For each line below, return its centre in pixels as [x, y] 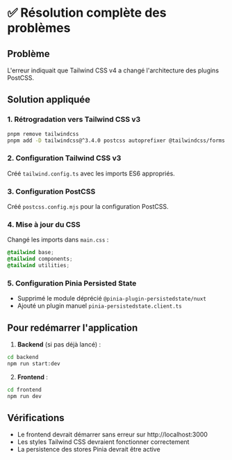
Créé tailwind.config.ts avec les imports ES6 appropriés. [91, 173]
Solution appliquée [49, 100]
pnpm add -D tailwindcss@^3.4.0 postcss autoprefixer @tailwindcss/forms [116, 141]
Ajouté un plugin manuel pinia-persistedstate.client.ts [99, 306]
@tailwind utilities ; [39, 266]
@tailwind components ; [40, 259]
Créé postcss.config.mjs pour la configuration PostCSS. [88, 207]
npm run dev [24, 396]
